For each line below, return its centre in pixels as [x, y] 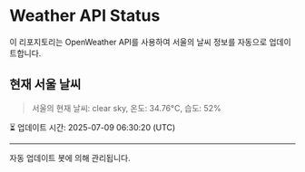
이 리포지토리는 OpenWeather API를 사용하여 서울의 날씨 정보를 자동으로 [138, 42]
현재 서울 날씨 [45, 85]
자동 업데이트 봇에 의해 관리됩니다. [70, 158]
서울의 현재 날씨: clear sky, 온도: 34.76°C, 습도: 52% [126, 108]
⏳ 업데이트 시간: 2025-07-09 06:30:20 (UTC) [93, 127]
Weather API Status [85, 16]
